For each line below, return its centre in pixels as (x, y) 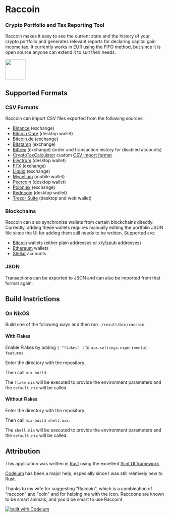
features (14, 353)
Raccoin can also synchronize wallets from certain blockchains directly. (79, 222)
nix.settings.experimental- (120, 348)
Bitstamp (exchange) (34, 144)
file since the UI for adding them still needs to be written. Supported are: (80, 233)
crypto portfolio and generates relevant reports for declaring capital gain (80, 42)
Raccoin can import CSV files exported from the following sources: (75, 118)
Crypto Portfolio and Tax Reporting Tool (55, 25)
